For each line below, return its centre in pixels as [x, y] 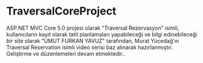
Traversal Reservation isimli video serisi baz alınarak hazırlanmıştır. [90, 47]
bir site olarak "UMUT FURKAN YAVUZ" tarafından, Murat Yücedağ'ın [93, 41]
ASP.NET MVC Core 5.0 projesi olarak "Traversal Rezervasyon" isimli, [93, 28]
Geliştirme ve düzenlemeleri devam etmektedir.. [66, 53]
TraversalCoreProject [62, 11]
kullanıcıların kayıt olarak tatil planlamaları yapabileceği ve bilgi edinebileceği [102, 34]
